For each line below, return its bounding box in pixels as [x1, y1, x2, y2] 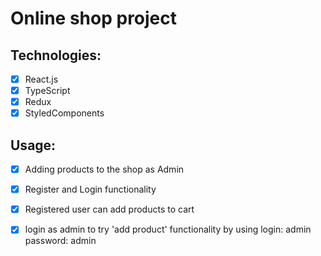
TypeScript [24, 85, 71, 97]
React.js [24, 73, 59, 85]
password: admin [24, 235, 97, 247]
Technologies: [10, 47, 102, 64]
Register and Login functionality [24, 183, 157, 196]
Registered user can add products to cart [24, 203, 195, 216]
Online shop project [10, 7, 178, 30]
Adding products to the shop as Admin [24, 163, 185, 176]
